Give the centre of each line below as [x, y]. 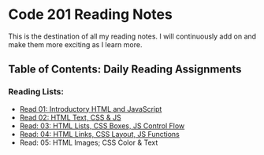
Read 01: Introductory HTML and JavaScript [91, 109]
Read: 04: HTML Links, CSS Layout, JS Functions [99, 134]
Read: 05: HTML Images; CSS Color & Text [89, 142]
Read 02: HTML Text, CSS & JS [70, 117]
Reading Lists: [36, 92]
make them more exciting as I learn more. [75, 44]
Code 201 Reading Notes [91, 15]
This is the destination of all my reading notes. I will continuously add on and [132, 36]
